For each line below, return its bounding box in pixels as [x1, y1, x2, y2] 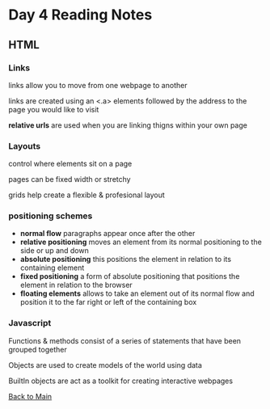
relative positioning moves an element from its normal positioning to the [19, 237, 263, 247]
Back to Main [8, 391, 53, 401]
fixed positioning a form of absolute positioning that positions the [19, 272, 240, 281]
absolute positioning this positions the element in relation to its [19, 255, 232, 264]
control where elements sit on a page [8, 159, 133, 169]
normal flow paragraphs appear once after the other [19, 229, 196, 238]
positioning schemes [8, 210, 93, 221]
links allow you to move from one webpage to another [8, 80, 188, 90]
